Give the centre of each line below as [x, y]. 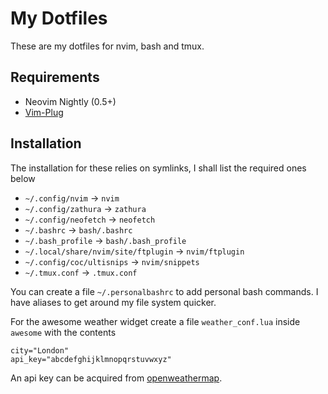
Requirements [55, 77]
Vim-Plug [44, 112]
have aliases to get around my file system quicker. [113, 302]
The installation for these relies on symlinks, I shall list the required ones [158, 168]
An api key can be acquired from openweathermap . [116, 378]
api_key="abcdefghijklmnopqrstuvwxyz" [91, 359]
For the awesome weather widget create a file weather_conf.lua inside [155, 321]
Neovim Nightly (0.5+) [70, 101]
